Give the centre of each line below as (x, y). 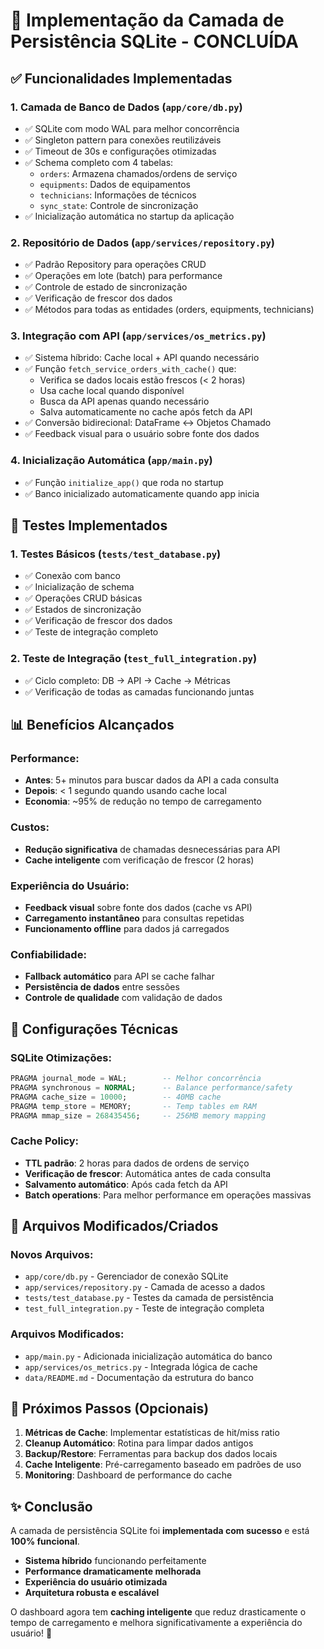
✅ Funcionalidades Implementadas (121, 78)
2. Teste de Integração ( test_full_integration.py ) (134, 659)
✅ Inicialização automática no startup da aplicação (129, 216)
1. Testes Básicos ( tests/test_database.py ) (116, 554)
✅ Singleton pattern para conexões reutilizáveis (123, 140)
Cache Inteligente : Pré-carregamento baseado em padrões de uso (163, 1465)
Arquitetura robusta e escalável (92, 1593)
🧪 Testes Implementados (89, 525)
